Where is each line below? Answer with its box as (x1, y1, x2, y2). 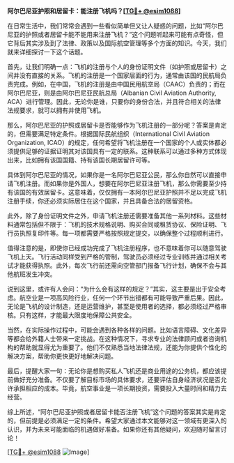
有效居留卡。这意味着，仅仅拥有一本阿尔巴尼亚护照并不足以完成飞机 (31, 188, 227, 196)
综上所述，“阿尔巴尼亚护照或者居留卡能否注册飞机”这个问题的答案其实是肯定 (7, 408, 226, 416)
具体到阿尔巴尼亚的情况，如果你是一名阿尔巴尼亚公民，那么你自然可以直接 (7, 171, 221, 179)
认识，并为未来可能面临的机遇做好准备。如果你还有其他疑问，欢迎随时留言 (7, 425, 221, 433)
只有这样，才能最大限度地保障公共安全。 (19, 311, 136, 319)
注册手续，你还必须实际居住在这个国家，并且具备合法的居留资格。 (7, 197, 196, 205)
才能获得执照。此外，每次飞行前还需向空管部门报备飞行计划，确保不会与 (13, 261, 221, 269)
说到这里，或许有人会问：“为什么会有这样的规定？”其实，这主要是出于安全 (7, 285, 221, 293)
